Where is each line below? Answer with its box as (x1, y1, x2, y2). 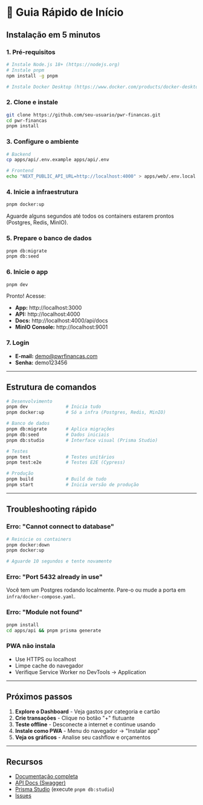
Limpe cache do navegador (14, 662, 83, 669)
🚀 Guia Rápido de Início (6, 5, 124, 19)
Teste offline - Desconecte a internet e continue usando (14, 721, 156, 728)
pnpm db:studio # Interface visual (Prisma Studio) (6, 437, 158, 443)
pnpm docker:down (6, 542, 50, 548)
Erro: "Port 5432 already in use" (6, 573, 103, 581)
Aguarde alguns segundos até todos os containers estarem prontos (6, 212, 174, 220)
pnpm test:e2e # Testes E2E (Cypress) (6, 459, 126, 466)
